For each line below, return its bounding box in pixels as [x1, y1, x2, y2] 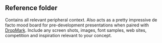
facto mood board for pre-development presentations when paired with [5, 22, 149, 28]
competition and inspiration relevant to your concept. [5, 32, 112, 38]
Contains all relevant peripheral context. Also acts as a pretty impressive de [5, 17, 158, 22]
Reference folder [5, 4, 58, 12]
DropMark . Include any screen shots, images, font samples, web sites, [5, 27, 147, 33]
